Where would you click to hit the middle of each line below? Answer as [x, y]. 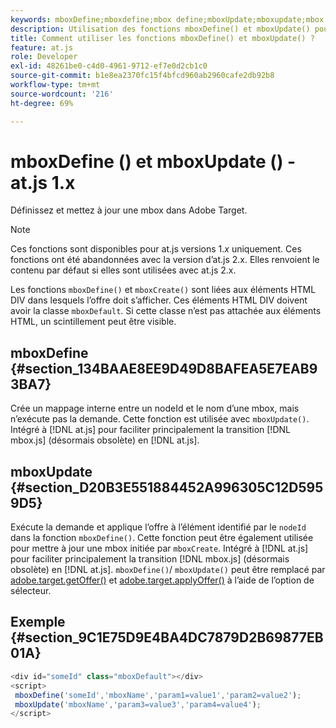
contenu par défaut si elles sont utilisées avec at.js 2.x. [123, 270]
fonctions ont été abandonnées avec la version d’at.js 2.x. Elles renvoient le [165, 260]
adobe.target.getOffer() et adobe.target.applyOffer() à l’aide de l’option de [162, 580]
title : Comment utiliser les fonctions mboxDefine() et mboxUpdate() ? [162, 38]
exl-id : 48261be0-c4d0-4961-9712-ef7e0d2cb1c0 [109, 66]
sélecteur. [31, 591]
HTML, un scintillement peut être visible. [93, 322]
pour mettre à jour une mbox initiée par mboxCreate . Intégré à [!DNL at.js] [159, 548]
